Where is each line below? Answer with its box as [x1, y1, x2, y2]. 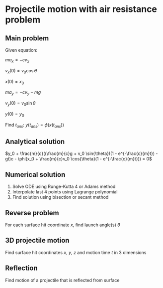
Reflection [5, 264, 38, 273]
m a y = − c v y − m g [5, 89, 41, 97]
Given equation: [5, 47, 38, 53]
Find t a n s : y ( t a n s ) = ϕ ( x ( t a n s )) [5, 122, 65, 129]
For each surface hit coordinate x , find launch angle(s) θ [5, 222, 120, 228]
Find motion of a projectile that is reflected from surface [5, 277, 120, 283]
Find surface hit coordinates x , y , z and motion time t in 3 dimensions [5, 249, 147, 255]
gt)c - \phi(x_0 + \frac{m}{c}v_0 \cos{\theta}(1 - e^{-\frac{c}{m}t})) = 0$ [5, 156, 153, 162]
